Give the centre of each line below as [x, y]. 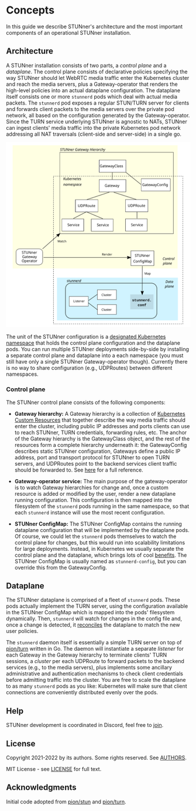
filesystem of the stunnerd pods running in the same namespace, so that [102, 506]
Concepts [30, 10]
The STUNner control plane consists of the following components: [86, 402]
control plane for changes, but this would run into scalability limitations [100, 542]
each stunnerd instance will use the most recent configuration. [90, 512]
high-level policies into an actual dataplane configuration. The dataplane [93, 90]
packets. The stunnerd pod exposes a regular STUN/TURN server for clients [98, 103]
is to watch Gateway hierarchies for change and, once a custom [91, 487]
